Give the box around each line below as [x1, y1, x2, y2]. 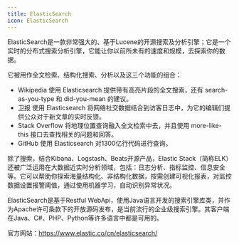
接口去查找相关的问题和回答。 [30, 129, 118, 139]
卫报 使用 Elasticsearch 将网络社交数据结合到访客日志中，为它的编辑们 [17, 103, 225, 112]
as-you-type [17, 94, 55, 103]
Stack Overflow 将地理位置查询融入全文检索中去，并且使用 [17, 121, 190, 129]
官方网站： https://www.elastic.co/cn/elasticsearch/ [7, 228, 158, 237]
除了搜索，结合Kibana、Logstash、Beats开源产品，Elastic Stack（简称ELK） [7, 154, 230, 162]
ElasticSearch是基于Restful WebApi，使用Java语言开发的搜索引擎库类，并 [7, 196, 225, 204]
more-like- [191, 121, 222, 129]
